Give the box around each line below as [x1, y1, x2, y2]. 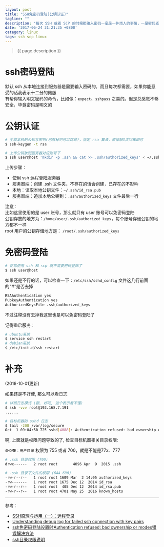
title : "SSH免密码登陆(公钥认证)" [5, 12, 69, 17]
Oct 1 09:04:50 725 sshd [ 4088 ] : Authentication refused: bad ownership [5, 428, 156, 433]
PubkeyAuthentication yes [5, 297, 58, 303]
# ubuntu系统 [5, 332, 30, 337]
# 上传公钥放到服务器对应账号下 [5, 150, 61, 155]
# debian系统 [5, 341, 30, 346]
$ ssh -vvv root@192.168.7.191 [5, 405, 69, 410]
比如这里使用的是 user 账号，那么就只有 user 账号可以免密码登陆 [5, 210, 135, 215]
